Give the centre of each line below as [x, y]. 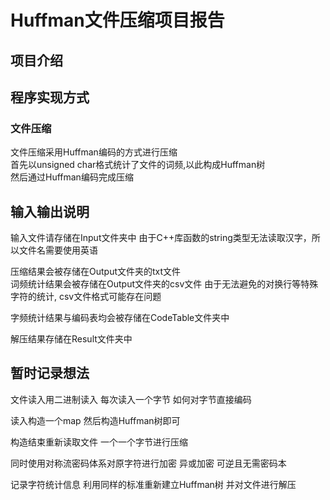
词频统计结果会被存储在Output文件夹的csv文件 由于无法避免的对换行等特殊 [164, 284]
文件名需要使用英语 [58, 250]
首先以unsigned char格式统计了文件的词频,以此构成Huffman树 [138, 165]
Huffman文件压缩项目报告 [117, 20]
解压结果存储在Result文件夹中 [71, 339]
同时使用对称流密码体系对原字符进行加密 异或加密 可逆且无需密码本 [148, 463]
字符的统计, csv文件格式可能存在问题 [86, 297]
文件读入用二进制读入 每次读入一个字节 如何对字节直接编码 [131, 399]
